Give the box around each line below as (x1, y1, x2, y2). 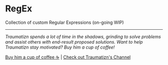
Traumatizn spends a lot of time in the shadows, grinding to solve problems (5, 33, 161, 40)
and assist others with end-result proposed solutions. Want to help (5, 39, 143, 45)
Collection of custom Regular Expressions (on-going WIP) (5, 19, 124, 25)
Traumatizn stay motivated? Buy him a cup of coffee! (5, 44, 115, 50)
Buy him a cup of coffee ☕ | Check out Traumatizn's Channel (5, 54, 131, 60)
